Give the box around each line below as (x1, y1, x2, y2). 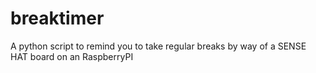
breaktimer (10, 7, 105, 30)
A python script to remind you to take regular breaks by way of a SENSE (10, 40, 307, 52)
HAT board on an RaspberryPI (10, 50, 134, 62)
